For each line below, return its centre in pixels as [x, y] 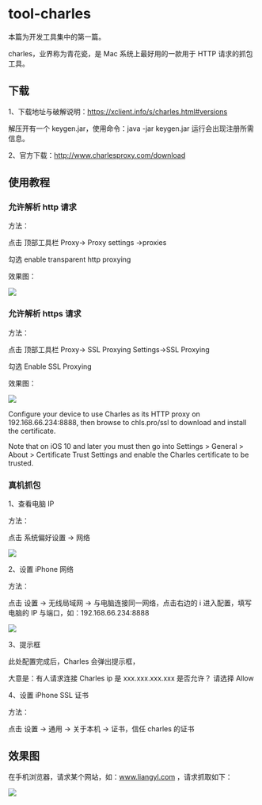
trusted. [21, 463]
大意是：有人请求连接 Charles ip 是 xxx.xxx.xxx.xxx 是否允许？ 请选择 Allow [131, 678]
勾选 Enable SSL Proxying [50, 366]
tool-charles [49, 14]
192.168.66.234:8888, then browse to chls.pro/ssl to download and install [127, 422]
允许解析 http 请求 [43, 207]
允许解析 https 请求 [45, 314]
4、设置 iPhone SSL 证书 [49, 696]
